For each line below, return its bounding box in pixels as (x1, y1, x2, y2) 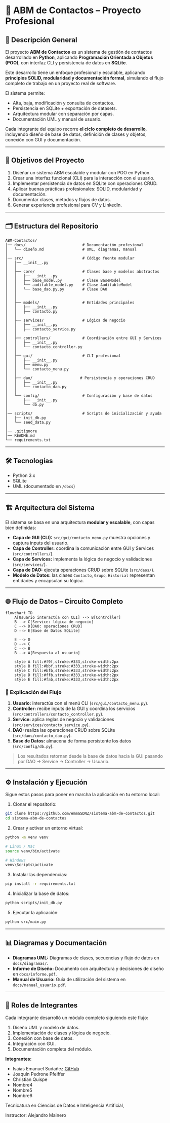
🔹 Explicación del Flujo (5, 689, 62, 696)
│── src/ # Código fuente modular (5, 255, 135, 260)
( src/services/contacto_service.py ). (12, 722, 90, 728)
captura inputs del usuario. (12, 540, 69, 546)
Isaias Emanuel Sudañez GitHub (12, 1065, 79, 1071)
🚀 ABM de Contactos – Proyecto (5, 5, 141, 16)
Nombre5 (12, 1087, 33, 1093)
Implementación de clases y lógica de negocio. (12, 1030, 111, 1036)
